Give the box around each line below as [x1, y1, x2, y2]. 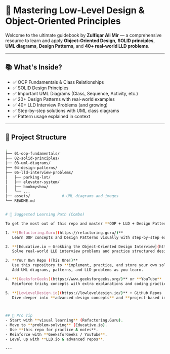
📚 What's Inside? [5, 63, 62, 72]
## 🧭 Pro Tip [5, 313, 33, 318]
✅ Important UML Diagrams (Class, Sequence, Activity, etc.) [12, 90, 138, 96]
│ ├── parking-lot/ [5, 174, 51, 180]
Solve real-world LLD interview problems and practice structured [12, 249, 155, 254]
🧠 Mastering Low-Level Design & [5, 5, 145, 16]
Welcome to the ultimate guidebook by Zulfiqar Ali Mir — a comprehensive [5, 32, 162, 38]
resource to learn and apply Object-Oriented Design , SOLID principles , [5, 38, 155, 44]
